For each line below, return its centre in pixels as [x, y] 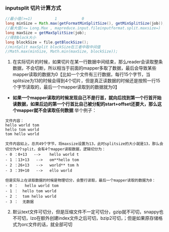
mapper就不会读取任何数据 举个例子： [57, 110]
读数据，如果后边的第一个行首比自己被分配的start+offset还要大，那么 [85, 104]
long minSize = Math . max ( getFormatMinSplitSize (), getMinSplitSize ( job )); [85, 24]
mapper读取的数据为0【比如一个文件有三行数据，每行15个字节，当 [81, 75]
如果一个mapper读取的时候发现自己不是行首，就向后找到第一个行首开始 [87, 98]
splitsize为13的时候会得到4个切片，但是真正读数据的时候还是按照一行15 [86, 81]
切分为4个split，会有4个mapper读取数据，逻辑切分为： [55, 149]
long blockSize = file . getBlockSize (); [47, 42]
